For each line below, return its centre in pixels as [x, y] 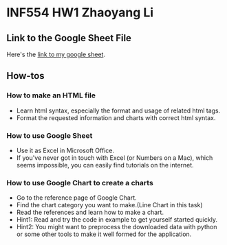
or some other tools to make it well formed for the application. [104, 234]
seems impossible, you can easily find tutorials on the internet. [105, 165]
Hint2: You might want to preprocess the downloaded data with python [117, 227]
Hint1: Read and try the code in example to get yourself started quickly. [117, 220]
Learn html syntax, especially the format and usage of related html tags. [118, 110]
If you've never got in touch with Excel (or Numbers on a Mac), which [115, 157]
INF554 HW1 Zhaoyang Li [80, 13]
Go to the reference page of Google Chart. [76, 198]
